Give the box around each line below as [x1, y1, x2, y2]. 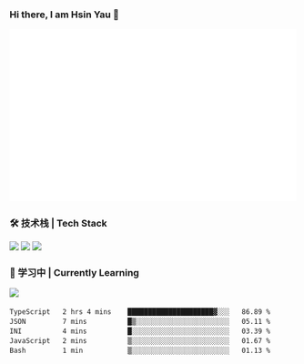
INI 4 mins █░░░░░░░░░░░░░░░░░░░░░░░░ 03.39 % [9, 327, 271, 336]
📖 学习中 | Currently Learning [9, 266, 139, 278]
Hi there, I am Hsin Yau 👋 [9, 8, 120, 21]
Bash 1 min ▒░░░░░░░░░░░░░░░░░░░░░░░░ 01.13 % [9, 346, 271, 355]
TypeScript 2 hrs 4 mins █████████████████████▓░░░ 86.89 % [9, 308, 271, 317]
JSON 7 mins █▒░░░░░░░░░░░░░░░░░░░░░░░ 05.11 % [9, 318, 271, 327]
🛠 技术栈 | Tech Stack [9, 217, 107, 229]
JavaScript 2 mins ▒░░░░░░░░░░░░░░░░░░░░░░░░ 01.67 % [9, 336, 271, 345]
